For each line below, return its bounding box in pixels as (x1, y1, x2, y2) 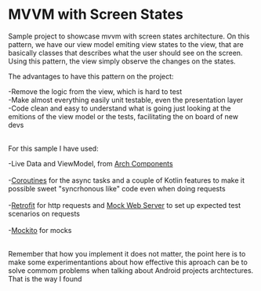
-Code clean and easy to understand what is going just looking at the (8, 104, 231, 113)
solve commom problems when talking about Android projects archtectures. (8, 265, 254, 275)
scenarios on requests (8, 209, 81, 218)
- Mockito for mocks (8, 225, 72, 235)
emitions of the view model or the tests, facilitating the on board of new (8, 111, 239, 121)
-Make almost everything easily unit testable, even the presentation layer (8, 95, 244, 104)
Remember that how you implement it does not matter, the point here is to (8, 249, 246, 258)
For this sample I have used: (8, 144, 100, 153)
